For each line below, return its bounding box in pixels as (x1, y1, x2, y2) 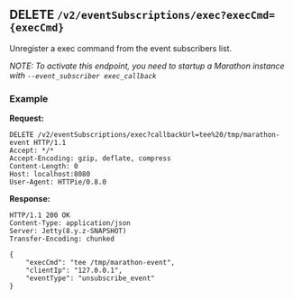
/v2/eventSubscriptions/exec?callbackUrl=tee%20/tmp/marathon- (37, 131, 280, 140)
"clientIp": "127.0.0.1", (25, 266, 124, 276)
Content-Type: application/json (9, 219, 131, 228)
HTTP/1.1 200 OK (9, 211, 70, 220)
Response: (9, 194, 51, 204)
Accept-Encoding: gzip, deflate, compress (9, 154, 171, 163)
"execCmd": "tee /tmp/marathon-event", (25, 258, 176, 267)
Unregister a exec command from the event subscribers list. (9, 42, 233, 53)
